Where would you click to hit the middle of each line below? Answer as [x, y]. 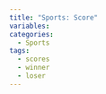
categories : [31, 34]
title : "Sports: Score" [54, 17]
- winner [34, 68]
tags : [19, 51]
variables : [30, 26]
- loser [32, 76]
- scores [34, 59]
